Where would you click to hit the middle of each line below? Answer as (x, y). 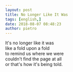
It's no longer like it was (29, 43)
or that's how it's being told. (34, 64)
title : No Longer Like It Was (37, 15)
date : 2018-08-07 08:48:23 (33, 24)
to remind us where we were (34, 54)
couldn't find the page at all (33, 59)
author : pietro (21, 29)
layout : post (19, 10)
